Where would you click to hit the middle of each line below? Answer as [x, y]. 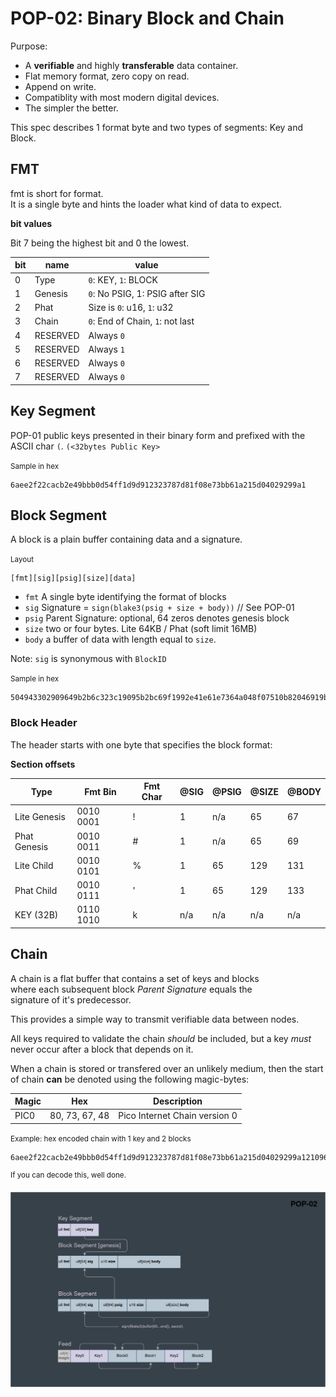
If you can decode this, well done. [68, 1175]
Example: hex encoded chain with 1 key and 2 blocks [101, 1138]
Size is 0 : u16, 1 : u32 [131, 307]
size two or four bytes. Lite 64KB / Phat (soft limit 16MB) [141, 629]
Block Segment [58, 515]
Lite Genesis [40, 816]
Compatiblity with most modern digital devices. [122, 97]
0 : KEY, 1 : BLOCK [123, 279]
